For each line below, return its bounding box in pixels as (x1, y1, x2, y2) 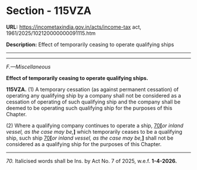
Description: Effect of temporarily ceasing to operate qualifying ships (6, 41, 174, 48)
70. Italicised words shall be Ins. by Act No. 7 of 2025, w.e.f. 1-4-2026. (6, 157, 177, 164)
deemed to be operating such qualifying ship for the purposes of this (6, 104, 173, 112)
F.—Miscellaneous (6, 63, 51, 70)
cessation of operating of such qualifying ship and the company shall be (6, 98, 181, 105)
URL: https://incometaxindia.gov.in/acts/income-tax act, (6, 23, 142, 30)
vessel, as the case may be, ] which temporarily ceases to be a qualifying (6, 128, 183, 135)
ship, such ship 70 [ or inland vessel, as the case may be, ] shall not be (6, 134, 174, 141)
